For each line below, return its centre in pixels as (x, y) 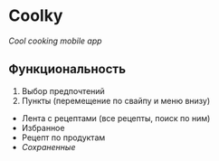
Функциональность (67, 69)
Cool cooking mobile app (55, 41)
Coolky (36, 16)
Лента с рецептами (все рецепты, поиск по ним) (116, 118)
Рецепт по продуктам (63, 137)
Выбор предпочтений (63, 90)
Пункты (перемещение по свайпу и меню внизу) (116, 100)
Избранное (43, 128)
